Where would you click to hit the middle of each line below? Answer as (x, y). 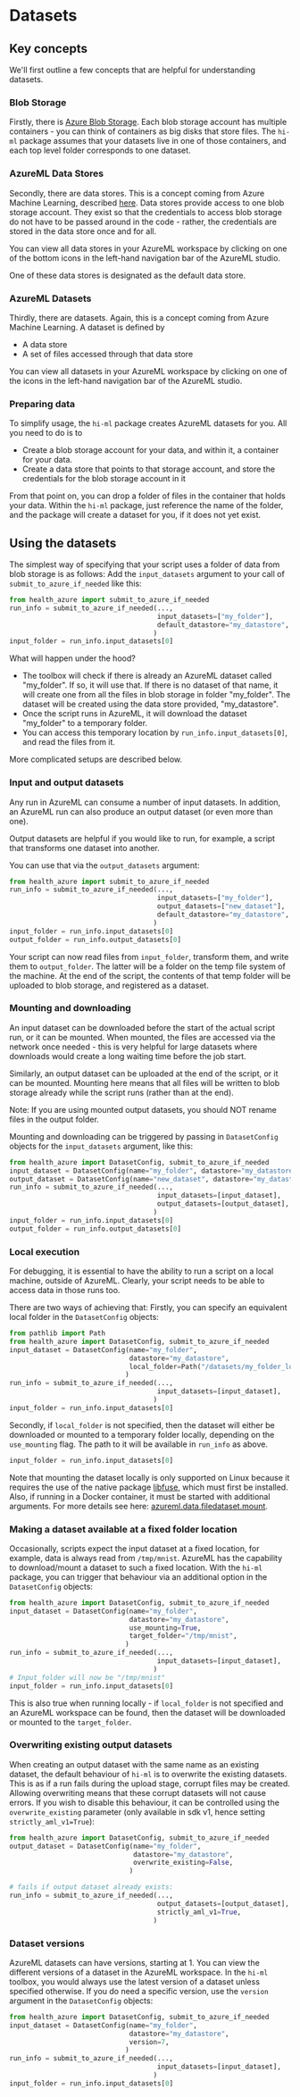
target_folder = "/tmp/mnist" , (183, 1636)
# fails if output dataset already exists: (92, 1887)
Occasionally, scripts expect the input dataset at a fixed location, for (134, 1548)
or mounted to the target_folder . (71, 1722)
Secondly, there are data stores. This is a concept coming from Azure (137, 193)
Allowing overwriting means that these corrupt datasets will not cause (137, 1792)
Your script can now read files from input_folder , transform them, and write (149, 957)
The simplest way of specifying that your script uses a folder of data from (145, 564)
